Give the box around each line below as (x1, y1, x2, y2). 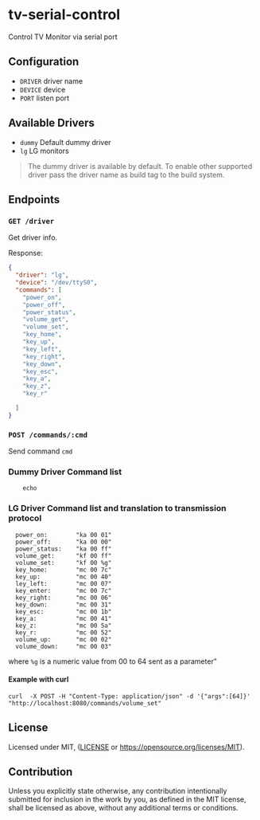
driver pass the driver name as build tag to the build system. (27, 170, 225, 179)
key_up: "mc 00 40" (15, 572, 112, 581)
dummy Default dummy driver (19, 137, 111, 147)
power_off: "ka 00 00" (15, 538, 112, 546)
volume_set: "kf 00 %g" (15, 559, 112, 567)
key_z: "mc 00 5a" (15, 622, 112, 630)
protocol (8, 512, 42, 524)
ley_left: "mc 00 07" (15, 579, 112, 587)
